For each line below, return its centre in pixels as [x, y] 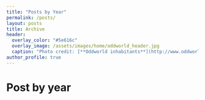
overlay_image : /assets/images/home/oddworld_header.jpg [86, 46]
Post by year [39, 87]
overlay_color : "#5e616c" [45, 40]
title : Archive [26, 29]
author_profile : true [34, 57]
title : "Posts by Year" [37, 12]
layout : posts [24, 23]
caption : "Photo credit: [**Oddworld [60, 52]
